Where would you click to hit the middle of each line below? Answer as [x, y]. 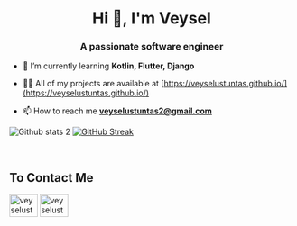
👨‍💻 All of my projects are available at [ [93, 84]
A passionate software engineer [152, 47]
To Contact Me [51, 178]
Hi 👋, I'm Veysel [152, 18]
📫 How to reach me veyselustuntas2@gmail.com [117, 111]
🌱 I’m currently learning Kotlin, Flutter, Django [108, 66]
